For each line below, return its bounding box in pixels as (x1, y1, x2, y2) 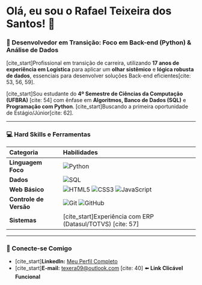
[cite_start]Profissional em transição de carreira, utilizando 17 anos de (6, 59, 179, 67)
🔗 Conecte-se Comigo (6, 244, 72, 253)
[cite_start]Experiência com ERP (63, 212, 155, 220)
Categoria (9, 148, 38, 157)
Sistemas (9, 216, 37, 224)
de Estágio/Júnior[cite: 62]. (6, 109, 74, 116)
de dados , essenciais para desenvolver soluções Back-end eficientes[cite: (6, 72, 191, 79)
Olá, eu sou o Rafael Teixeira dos (6, 4, 172, 18)
